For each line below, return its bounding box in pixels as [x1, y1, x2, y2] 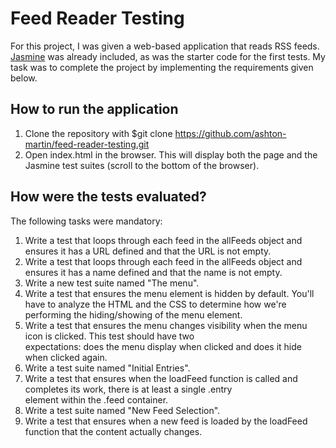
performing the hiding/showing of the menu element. [24, 308, 243, 321]
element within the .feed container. [24, 393, 169, 406]
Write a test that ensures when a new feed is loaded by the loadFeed [24, 415, 308, 427]
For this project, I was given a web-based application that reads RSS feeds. [10, 40, 320, 52]
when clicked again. [24, 351, 108, 363]
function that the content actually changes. [24, 425, 203, 437]
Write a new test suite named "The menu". [24, 277, 200, 289]
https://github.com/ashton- [174, 127, 287, 139]
